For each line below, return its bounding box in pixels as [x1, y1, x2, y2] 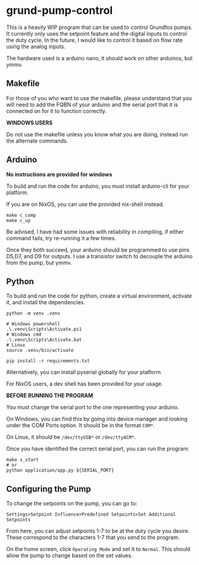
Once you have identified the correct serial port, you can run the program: [6, 445, 189, 453]
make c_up [6, 217, 31, 223]
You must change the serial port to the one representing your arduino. [6, 404, 179, 411]
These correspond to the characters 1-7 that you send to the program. [6, 534, 180, 541]
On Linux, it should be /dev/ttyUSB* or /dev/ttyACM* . [6, 433, 136, 441]
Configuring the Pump [6, 484, 91, 494]
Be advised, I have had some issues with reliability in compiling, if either [6, 228, 185, 235]
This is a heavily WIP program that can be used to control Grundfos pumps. [6, 24, 193, 31]
